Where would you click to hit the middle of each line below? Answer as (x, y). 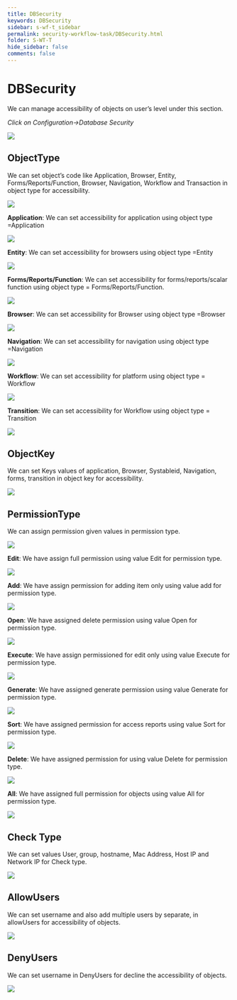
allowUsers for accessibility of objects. (64, 922)
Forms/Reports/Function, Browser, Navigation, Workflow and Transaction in (118, 183)
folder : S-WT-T (30, 41)
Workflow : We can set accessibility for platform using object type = (106, 376)
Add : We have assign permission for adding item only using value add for (115, 586)
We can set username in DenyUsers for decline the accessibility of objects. (117, 975)
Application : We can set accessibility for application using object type (110, 217)
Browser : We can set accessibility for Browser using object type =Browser (116, 314)
